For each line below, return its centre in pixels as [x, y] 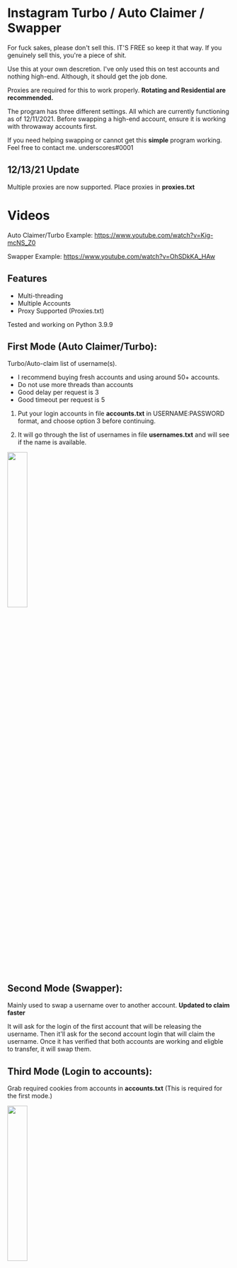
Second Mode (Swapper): [65, 988]
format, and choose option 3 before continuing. [86, 421]
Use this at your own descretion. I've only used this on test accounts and [113, 69]
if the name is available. [52, 442]
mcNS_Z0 [22, 243]
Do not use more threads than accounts [75, 385]
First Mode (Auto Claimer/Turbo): [82, 346]
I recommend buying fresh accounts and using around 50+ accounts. [118, 377]
